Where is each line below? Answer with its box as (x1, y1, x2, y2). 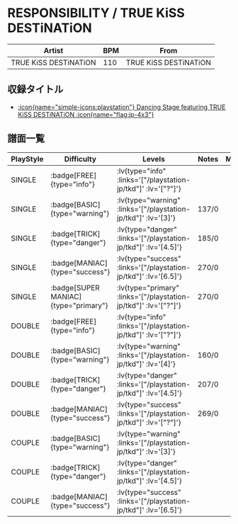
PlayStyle (11, 154, 44, 164)
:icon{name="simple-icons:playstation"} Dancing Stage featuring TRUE (17, 103, 226, 111)
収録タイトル (7, 84, 64, 96)
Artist (43, 45, 64, 55)
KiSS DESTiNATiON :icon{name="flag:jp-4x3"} (17, 110, 154, 118)
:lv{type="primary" (116, 283, 179, 292)
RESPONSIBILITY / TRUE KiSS (7, 5, 186, 21)
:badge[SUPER (50, 283, 101, 292)
